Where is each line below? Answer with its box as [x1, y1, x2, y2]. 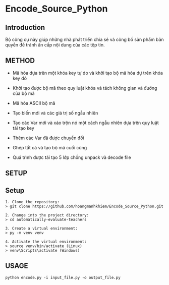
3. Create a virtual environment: [5, 226, 78, 231]
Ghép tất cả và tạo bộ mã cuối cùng [12, 144, 87, 150]
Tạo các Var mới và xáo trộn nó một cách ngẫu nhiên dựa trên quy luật [12, 120, 159, 126]
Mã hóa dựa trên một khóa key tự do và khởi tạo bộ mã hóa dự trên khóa [12, 70, 163, 76]
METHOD [5, 56, 35, 65]
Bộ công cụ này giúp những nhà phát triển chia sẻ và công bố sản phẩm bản [5, 36, 164, 42]
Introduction [5, 23, 45, 32]
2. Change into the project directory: [5, 213, 89, 218]
